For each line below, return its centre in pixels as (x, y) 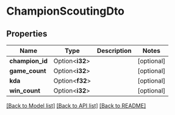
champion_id (28, 61)
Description (114, 51)
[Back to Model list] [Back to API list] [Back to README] (76, 106)
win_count (25, 91)
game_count (28, 71)
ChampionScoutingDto (66, 11)
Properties (27, 34)
